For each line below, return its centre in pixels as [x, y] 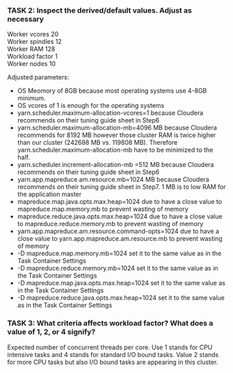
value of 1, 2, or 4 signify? [51, 332]
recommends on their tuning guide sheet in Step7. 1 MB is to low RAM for [121, 187]
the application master [49, 194]
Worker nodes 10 [31, 64]
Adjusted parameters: [38, 77]
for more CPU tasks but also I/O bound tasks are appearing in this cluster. [113, 362]
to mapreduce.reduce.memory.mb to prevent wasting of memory [110, 224]
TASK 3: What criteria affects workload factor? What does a [110, 324]
